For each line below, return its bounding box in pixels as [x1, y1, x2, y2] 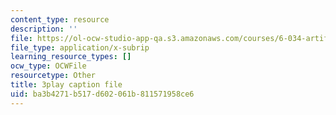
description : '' [10, 24, 78, 34]
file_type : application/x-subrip [10, 42, 150, 53]
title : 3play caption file [10, 80, 123, 90]
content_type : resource [10, 14, 110, 25]
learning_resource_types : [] [10, 52, 132, 62]
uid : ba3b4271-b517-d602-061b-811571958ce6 [10, 89, 195, 99]
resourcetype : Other [10, 71, 97, 81]
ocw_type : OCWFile [10, 61, 87, 71]
